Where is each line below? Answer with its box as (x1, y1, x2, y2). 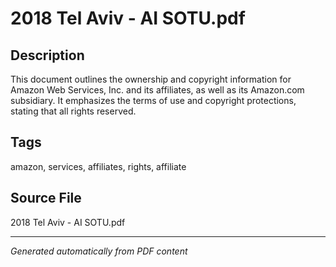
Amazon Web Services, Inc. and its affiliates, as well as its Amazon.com (10, 84, 305, 96)
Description (10, 47, 85, 64)
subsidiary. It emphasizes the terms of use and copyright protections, (10, 95, 297, 106)
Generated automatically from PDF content (10, 245, 188, 257)
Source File (10, 190, 82, 207)
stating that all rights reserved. (10, 105, 137, 117)
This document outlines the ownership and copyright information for (10, 73, 292, 85)
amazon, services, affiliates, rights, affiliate (10, 160, 187, 172)
